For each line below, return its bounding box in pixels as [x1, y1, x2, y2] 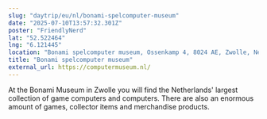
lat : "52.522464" [8, 33, 66, 42]
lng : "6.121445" [8, 41, 62, 49]
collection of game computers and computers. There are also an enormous [8, 93, 254, 103]
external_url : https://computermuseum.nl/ [8, 63, 151, 71]
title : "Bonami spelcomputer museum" [8, 56, 133, 64]
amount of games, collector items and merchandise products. [8, 102, 210, 111]
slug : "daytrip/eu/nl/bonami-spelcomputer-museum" [8, 11, 180, 20]
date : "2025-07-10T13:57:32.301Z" [8, 19, 123, 27]
